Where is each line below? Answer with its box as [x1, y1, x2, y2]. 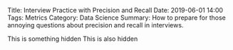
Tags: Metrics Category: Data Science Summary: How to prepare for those [7, 13, 226, 22]
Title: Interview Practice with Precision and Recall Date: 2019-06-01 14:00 [7, 6, 223, 14]
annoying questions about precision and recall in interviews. [7, 21, 184, 29]
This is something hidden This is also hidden [7, 35, 138, 43]
